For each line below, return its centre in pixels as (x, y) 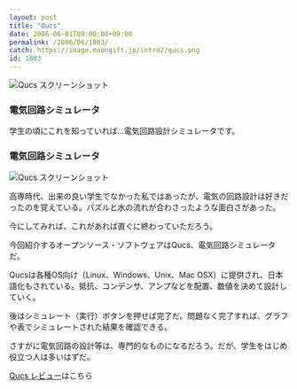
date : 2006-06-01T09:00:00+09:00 (71, 34)
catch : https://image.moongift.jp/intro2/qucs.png (105, 51)
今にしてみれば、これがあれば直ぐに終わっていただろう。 (113, 226)
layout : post (33, 17)
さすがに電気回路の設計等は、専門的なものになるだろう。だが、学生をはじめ (148, 346)
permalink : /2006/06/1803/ (59, 42)
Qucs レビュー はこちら (51, 375)
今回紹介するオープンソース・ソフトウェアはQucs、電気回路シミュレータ (143, 245)
